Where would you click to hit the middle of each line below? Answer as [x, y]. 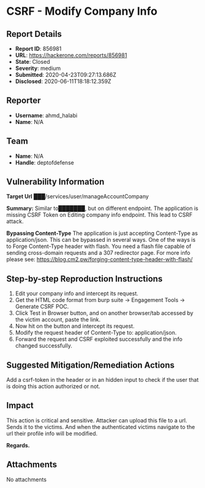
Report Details [34, 34]
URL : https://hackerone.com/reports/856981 [71, 55]
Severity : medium [38, 68]
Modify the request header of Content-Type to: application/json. [96, 333]
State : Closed [32, 62]
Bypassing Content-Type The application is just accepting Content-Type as [102, 233]
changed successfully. [43, 346]
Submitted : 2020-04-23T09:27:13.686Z [66, 75]
